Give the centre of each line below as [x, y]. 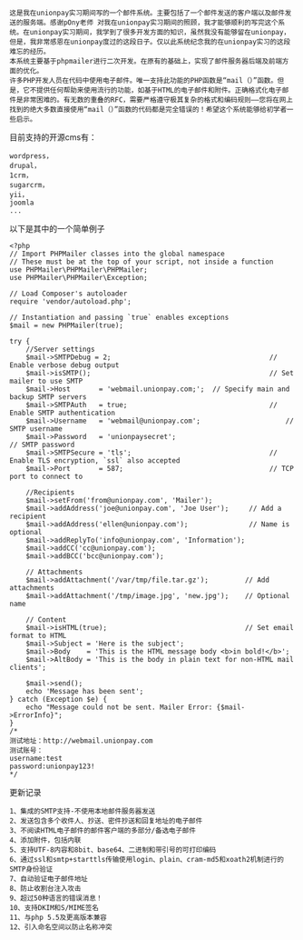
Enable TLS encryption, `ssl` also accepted [95, 461]
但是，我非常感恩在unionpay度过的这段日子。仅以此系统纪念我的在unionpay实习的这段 [150, 42]
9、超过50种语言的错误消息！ [56, 898]
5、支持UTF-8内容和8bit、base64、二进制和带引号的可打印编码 [113, 850]
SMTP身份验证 [31, 869]
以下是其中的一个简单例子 [57, 229]
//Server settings [60, 349]
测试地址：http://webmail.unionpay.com [81, 741]
